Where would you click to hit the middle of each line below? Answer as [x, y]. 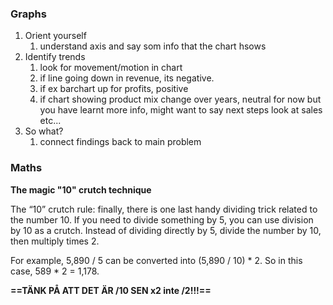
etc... [50, 121]
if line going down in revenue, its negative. [127, 78]
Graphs [28, 14]
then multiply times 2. [55, 241]
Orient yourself [55, 36]
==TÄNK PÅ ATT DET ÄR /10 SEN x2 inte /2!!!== [111, 290]
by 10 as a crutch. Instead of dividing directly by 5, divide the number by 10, [166, 230]
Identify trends [55, 57]
